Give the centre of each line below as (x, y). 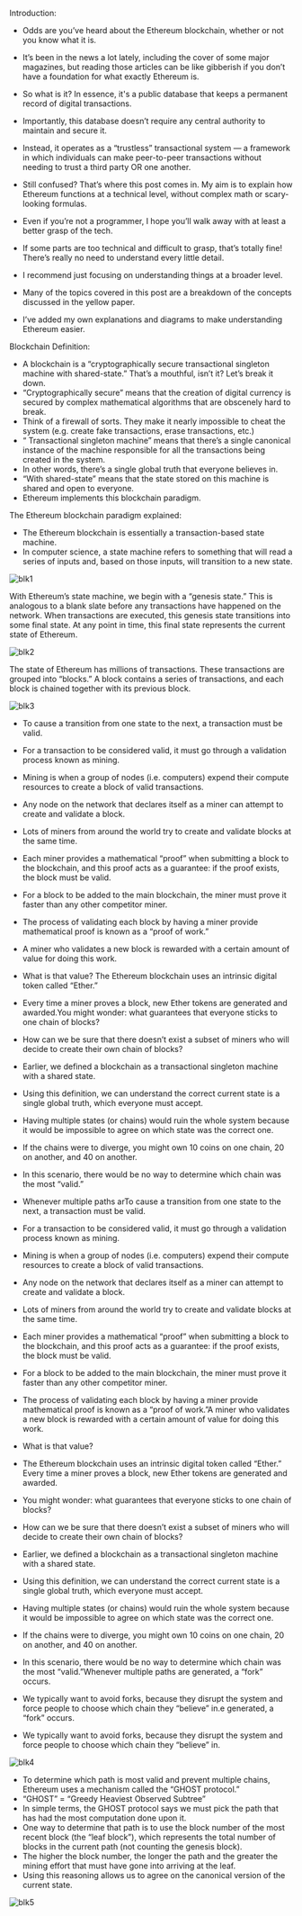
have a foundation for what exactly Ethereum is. (111, 76)
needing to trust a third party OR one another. (107, 167)
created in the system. (64, 459)
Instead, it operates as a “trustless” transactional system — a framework (156, 148)
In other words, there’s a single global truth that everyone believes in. (150, 469)
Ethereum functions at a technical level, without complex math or (142, 194)
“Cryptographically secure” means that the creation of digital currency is (157, 392)
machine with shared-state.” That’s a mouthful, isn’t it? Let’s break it (148, 373)
